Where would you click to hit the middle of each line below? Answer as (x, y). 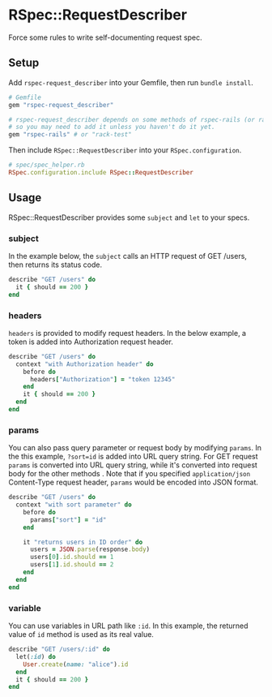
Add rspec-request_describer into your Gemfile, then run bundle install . (131, 82)
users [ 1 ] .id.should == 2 (72, 565)
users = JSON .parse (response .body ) (90, 549)
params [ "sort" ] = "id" (68, 520)
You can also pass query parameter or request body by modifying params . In (135, 448)
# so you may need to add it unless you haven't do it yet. (112, 127)
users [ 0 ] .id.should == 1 (72, 557)
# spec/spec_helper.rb (47, 165)
